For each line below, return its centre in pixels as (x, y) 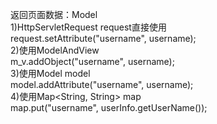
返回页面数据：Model (54, 14)
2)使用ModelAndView (55, 50)
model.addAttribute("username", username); (102, 84)
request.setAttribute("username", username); (103, 38)
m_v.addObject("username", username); (92, 61)
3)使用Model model (50, 73)
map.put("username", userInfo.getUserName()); (109, 107)
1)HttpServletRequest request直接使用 (88, 27)
